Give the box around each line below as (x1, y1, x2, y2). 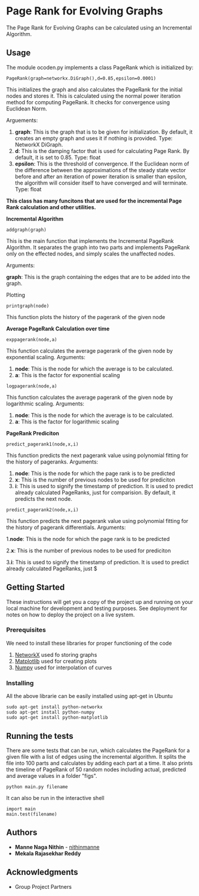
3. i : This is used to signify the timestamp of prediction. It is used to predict (6, 558, 189, 566)
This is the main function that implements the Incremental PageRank (6, 237, 174, 244)
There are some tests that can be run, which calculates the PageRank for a (6, 747, 190, 754)
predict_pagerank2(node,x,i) (6, 507, 79, 513)
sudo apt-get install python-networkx (6, 704, 103, 710)
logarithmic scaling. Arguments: (6, 400, 85, 407)
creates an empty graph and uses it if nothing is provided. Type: (14, 134, 173, 142)
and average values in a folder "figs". (6, 772, 97, 779)
